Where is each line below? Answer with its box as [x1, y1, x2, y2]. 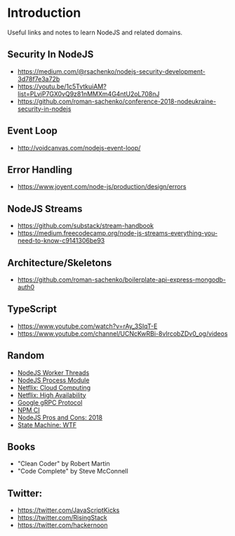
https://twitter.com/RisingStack [17, 514, 107, 522]
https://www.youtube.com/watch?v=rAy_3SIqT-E [17, 322, 158, 330]
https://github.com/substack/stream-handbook [17, 221, 154, 230]
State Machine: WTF [17, 420, 77, 429]
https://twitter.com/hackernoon [17, 521, 108, 530]
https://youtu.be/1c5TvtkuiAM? [17, 82, 107, 91]
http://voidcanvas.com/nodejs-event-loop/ [17, 143, 141, 152]
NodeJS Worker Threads [17, 368, 90, 377]
